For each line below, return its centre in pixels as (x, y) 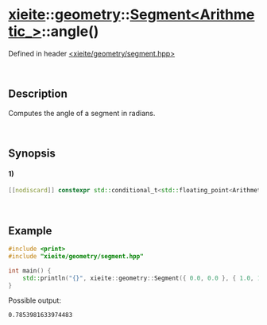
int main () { (30, 271)
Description (38, 94)
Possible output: (35, 300)
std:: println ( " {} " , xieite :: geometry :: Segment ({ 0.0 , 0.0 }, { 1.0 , (138, 278)
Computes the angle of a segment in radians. (82, 113)
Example (30, 231)
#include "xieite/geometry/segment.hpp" (76, 256)
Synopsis (32, 154)
